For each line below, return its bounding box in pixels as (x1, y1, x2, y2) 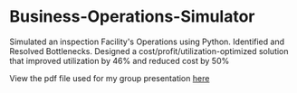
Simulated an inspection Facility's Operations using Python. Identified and (9, 36, 285, 47)
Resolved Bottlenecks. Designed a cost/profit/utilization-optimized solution (9, 45, 289, 56)
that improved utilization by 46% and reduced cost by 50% (9, 55, 230, 66)
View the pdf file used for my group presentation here (9, 72, 210, 83)
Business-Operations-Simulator (9, 6, 255, 27)
